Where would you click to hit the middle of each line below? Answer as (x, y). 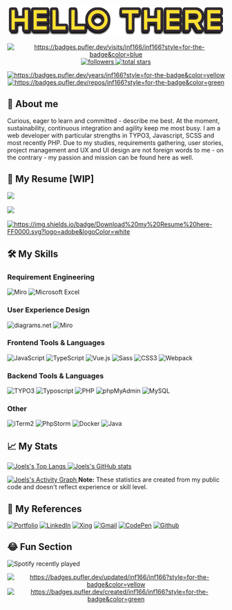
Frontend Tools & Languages (56, 343)
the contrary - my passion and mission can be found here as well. (100, 157)
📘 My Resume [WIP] (51, 179)
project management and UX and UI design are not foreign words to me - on (116, 150)
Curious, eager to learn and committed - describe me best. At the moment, (113, 121)
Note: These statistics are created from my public (149, 480)
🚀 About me (33, 104)
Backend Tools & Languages (56, 375)
